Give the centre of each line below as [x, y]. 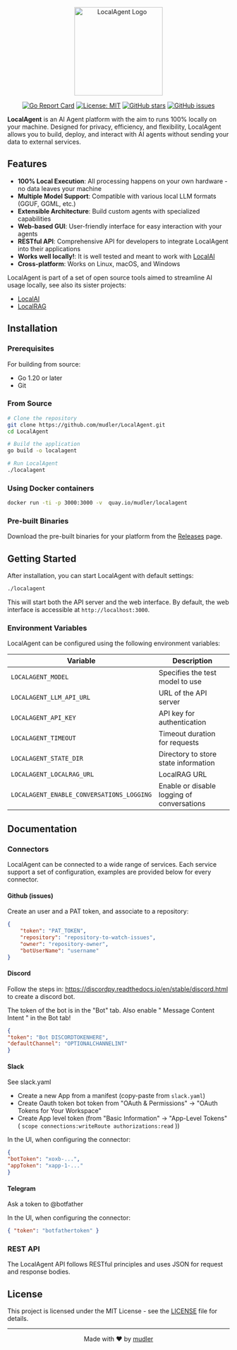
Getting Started [42, 559]
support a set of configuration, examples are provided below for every [109, 872]
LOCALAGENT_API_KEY [43, 718]
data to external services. [44, 142]
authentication [182, 722]
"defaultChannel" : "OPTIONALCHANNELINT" [68, 1044]
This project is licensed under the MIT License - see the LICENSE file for [112, 1311]
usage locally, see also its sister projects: [67, 285]
